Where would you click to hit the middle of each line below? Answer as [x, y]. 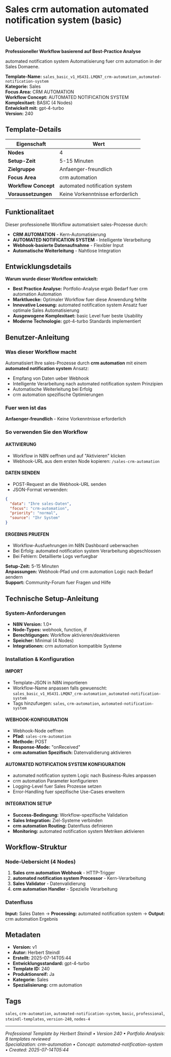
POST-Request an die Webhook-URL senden [60, 484]
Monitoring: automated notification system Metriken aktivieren [79, 831]
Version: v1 [25, 947]
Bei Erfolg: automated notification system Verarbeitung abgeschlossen [87, 551]
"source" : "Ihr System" [35, 518]
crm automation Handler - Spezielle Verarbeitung [65, 889]
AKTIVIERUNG [21, 444]
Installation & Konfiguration [40, 659]
